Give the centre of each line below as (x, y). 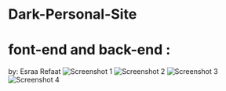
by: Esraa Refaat (35, 72)
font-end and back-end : (89, 50)
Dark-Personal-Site (73, 14)
